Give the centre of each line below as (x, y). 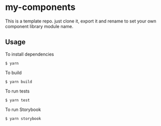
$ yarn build (19, 81)
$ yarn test (17, 100)
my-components (40, 7)
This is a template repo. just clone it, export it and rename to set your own (81, 21)
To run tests (17, 91)
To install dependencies (30, 54)
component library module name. (39, 26)
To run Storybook (23, 109)
